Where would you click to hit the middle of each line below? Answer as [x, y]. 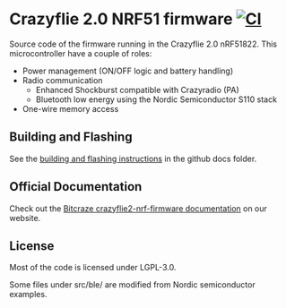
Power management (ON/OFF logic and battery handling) [128, 71]
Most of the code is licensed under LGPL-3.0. [93, 268]
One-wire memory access [70, 108]
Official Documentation [76, 187]
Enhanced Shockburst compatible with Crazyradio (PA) [137, 90]
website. [25, 218]
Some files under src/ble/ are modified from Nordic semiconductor [132, 285]
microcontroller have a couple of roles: [81, 53]
